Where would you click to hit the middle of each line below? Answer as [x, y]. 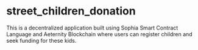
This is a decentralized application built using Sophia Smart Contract [92, 28]
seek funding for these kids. [41, 40]
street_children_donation [71, 11]
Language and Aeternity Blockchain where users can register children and [100, 34]
